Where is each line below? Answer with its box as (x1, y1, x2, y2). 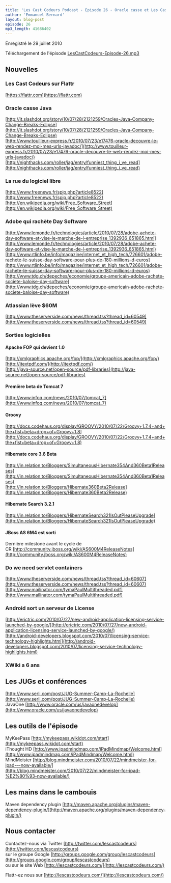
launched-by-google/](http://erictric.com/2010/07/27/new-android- (5, 622, 147, 628)
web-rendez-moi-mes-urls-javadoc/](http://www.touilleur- (5, 143, 128, 149)
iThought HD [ (5, 746, 35, 752)
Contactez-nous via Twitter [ (5, 840, 65, 846)
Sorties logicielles (5, 332, 51, 339)
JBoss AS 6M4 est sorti (5, 529, 56, 535)
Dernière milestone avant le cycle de (5, 541, 82, 547)
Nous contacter (5, 827, 56, 836)
